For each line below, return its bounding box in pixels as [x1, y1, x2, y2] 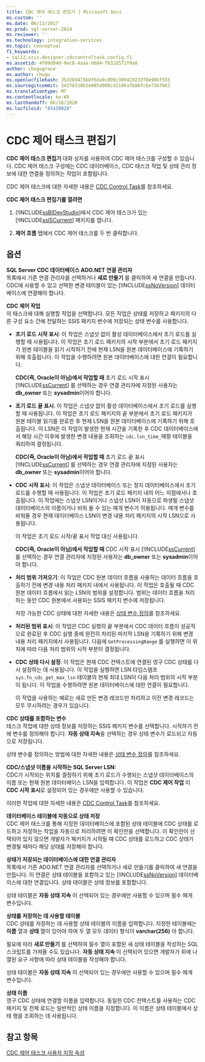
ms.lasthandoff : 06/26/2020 [6, 99, 78, 106]
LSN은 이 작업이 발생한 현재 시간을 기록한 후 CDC [45, 425, 163, 432]
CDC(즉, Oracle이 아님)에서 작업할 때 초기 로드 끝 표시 [15, 453, 145, 461]
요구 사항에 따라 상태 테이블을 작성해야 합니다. [17, 956, 127, 963]
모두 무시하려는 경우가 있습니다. [15, 702, 90, 709]
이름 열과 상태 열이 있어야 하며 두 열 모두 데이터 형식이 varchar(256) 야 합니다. [6, 928, 195, 935]
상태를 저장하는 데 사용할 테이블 [6, 913, 81, 920]
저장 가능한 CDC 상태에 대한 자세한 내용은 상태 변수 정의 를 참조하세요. [15, 609, 182, 617]
